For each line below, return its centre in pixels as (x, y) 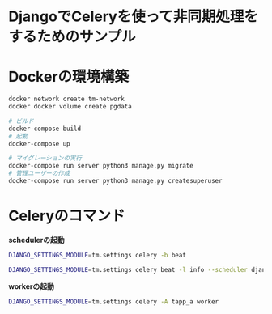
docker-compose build (45, 129)
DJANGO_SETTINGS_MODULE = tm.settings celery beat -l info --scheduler (128, 269)
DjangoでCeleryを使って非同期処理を (134, 17)
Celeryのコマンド (67, 216)
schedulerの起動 (36, 240)
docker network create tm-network (67, 99)
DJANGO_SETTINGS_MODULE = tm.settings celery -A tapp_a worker (114, 301)
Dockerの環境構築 (69, 77)
